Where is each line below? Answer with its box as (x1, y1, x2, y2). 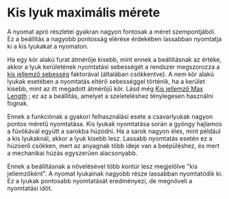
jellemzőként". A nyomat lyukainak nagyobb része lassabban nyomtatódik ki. (7, 169, 223, 178)
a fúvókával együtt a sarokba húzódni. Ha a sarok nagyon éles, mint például (7, 127, 221, 135)
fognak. (7, 99, 29, 107)
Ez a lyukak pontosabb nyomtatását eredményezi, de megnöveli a (7, 176, 193, 185)
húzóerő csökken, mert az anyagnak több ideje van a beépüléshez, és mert (7, 141, 219, 150)
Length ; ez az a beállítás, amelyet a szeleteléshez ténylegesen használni (7, 91, 214, 100)
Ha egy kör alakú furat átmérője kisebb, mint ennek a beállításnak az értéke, (7, 55, 222, 63)
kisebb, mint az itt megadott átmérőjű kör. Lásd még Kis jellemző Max (7, 84, 204, 93)
